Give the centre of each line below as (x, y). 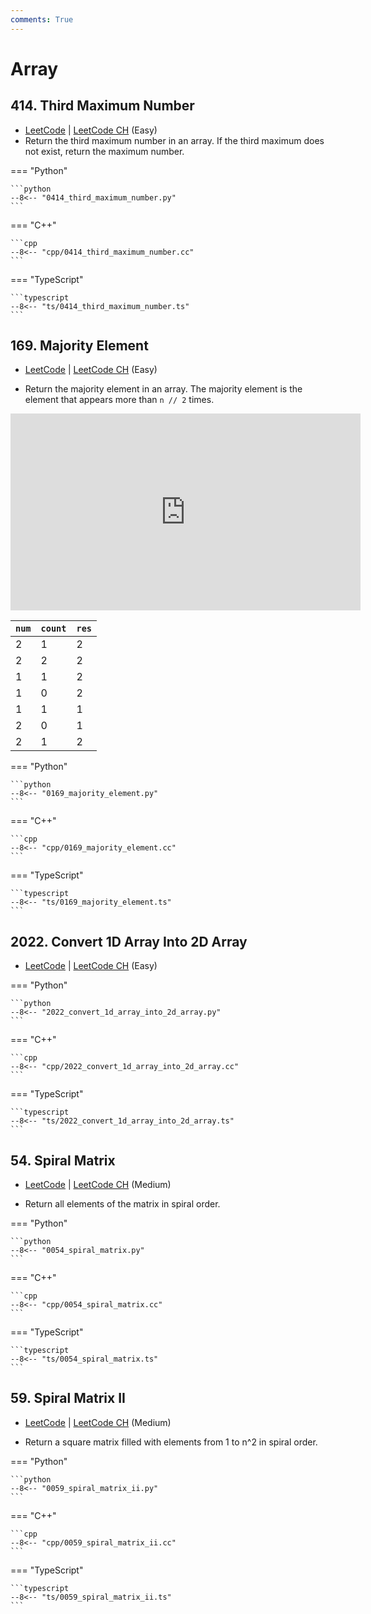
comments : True (42, 19)
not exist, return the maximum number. (104, 151)
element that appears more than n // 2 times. (119, 400)
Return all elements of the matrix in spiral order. (122, 1204)
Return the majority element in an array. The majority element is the (163, 389)
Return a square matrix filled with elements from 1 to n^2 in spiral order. (171, 1442)
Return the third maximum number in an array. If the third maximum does (174, 140)
